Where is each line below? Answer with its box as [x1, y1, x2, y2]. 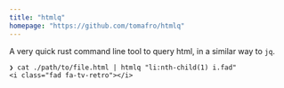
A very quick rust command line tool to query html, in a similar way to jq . [9, 45, 276, 56]
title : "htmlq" [9, 12, 66, 22]
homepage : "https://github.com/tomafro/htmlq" [9, 21, 185, 30]
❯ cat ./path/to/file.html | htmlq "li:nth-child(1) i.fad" [9, 63, 238, 72]
